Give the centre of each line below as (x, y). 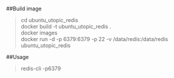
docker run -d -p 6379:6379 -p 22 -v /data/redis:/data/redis (94, 39)
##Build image (24, 9)
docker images (39, 33)
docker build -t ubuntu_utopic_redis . (66, 26)
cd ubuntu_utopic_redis (49, 20)
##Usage (18, 57)
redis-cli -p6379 (41, 68)
